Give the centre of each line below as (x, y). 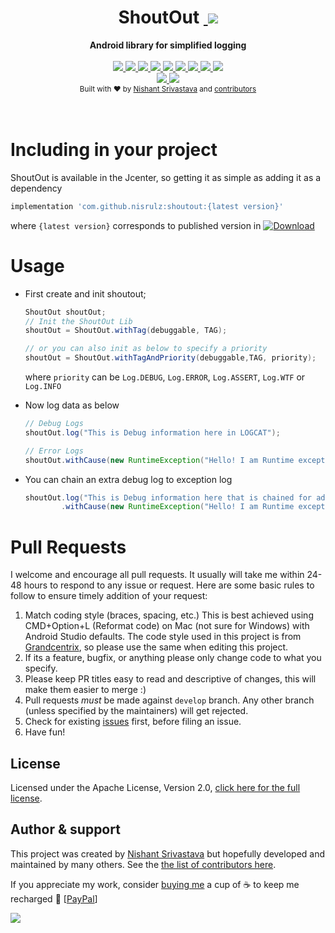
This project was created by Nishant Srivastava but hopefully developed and (168, 853)
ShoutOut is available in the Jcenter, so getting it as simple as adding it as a (166, 177)
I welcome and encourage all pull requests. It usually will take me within (157, 575)
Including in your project (114, 150)
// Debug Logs (54, 424)
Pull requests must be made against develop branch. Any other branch (169, 700)
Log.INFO (43, 387)
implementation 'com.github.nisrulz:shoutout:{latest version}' (147, 206)
